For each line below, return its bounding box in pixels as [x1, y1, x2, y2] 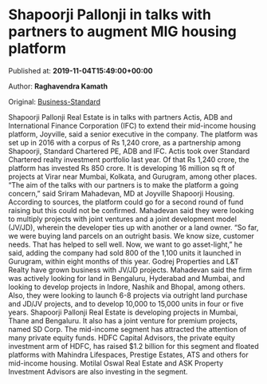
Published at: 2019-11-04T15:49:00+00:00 [8, 65, 153, 75]
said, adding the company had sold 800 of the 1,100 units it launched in [8, 247, 241, 257]
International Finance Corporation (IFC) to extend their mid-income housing [8, 121, 257, 130]
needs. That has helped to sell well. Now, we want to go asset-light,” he [8, 240, 243, 249]
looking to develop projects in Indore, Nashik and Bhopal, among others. [8, 282, 245, 291]
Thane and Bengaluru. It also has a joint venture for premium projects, [8, 315, 238, 325]
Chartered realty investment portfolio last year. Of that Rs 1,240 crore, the [8, 154, 249, 164]
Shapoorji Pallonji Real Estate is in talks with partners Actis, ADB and [8, 112, 233, 121]
